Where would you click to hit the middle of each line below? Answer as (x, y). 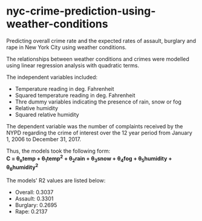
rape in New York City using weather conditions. (67, 47)
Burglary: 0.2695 (36, 205)
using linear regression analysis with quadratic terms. (73, 65)
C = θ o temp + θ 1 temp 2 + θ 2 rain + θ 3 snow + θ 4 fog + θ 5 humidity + (89, 158)
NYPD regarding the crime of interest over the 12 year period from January (99, 133)
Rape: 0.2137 (31, 211)
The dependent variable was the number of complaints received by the (95, 126)
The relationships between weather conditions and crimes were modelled (98, 59)
